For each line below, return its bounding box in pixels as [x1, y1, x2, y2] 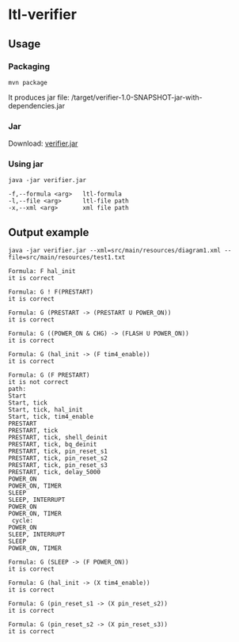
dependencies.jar [8, 101, 66, 110]
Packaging [8, 61, 50, 72]
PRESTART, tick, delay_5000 [8, 469, 101, 477]
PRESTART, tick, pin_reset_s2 [8, 454, 108, 462]
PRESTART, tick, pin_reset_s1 [8, 447, 108, 456]
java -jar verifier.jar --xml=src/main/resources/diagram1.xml [8, 247, 222, 255]
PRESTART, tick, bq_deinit [8, 441, 97, 449]
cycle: [11, 517, 34, 525]
